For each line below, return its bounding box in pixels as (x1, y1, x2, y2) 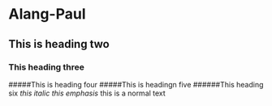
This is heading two (8, 37, 110, 51)
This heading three (8, 61, 85, 73)
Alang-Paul (8, 5, 87, 23)
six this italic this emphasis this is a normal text (8, 88, 166, 98)
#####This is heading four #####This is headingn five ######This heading (8, 79, 264, 89)
